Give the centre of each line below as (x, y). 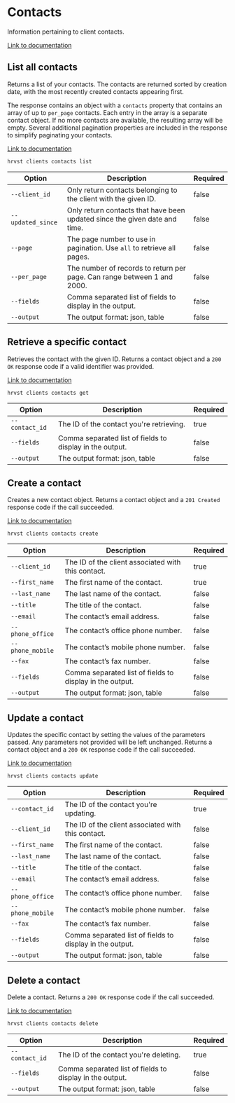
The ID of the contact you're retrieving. (122, 424)
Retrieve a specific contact (67, 342)
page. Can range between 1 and (120, 276)
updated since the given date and (122, 219)
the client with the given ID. (112, 198)
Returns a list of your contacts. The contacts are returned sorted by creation (117, 84)
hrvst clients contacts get (48, 393)
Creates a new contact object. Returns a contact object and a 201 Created (114, 500)
